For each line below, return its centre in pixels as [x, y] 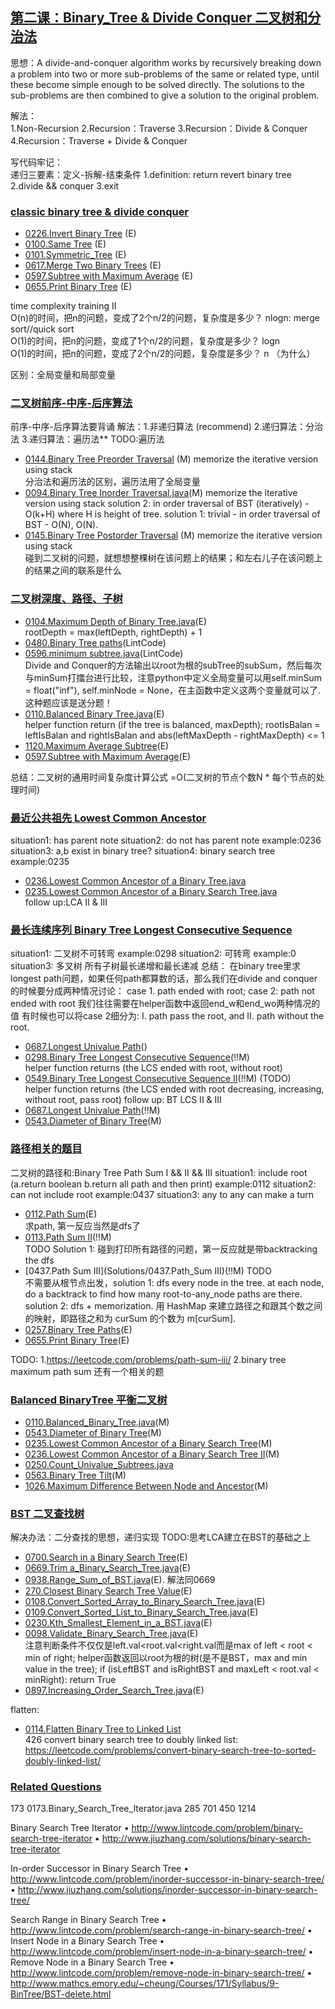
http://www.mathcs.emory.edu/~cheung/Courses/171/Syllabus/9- [145, 1984]
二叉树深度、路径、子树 [66, 599]
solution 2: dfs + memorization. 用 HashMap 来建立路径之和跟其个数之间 [173, 1305]
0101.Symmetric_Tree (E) [75, 255]
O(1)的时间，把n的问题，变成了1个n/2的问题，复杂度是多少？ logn [145, 341]
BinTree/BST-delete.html [61, 1994]
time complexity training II [63, 306]
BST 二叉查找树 [47, 1513]
